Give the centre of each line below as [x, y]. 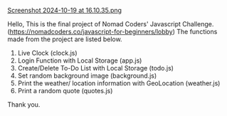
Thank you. [24, 105]
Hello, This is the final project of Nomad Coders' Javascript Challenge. [111, 24]
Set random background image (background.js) [87, 75]
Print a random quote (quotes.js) [65, 91]
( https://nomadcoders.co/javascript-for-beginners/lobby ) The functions [112, 32]
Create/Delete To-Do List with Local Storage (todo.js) [96, 68]
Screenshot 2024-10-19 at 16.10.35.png [65, 10]
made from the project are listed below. [65, 39]
